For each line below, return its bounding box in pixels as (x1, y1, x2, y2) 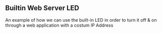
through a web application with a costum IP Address (5, 22, 114, 28)
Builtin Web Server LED (5, 4, 79, 12)
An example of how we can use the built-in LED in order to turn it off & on (5, 17, 157, 23)
